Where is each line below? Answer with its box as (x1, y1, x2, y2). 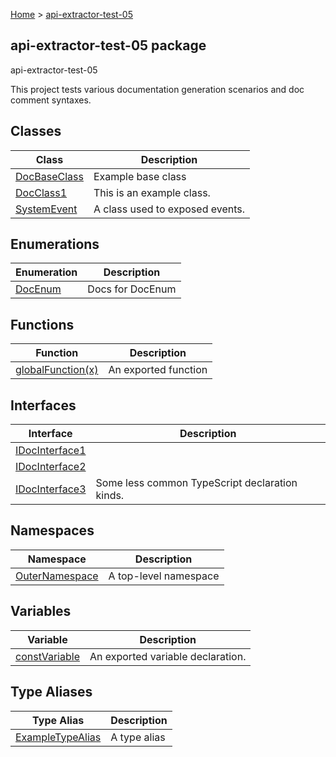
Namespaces (10, 522, 95, 539)
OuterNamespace (15, 569, 99, 583)
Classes (10, 123, 62, 140)
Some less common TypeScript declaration (95, 476, 298, 490)
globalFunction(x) (15, 363, 99, 377)
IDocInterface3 (15, 482, 87, 496)
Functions (10, 316, 75, 333)
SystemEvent (15, 202, 78, 216)
